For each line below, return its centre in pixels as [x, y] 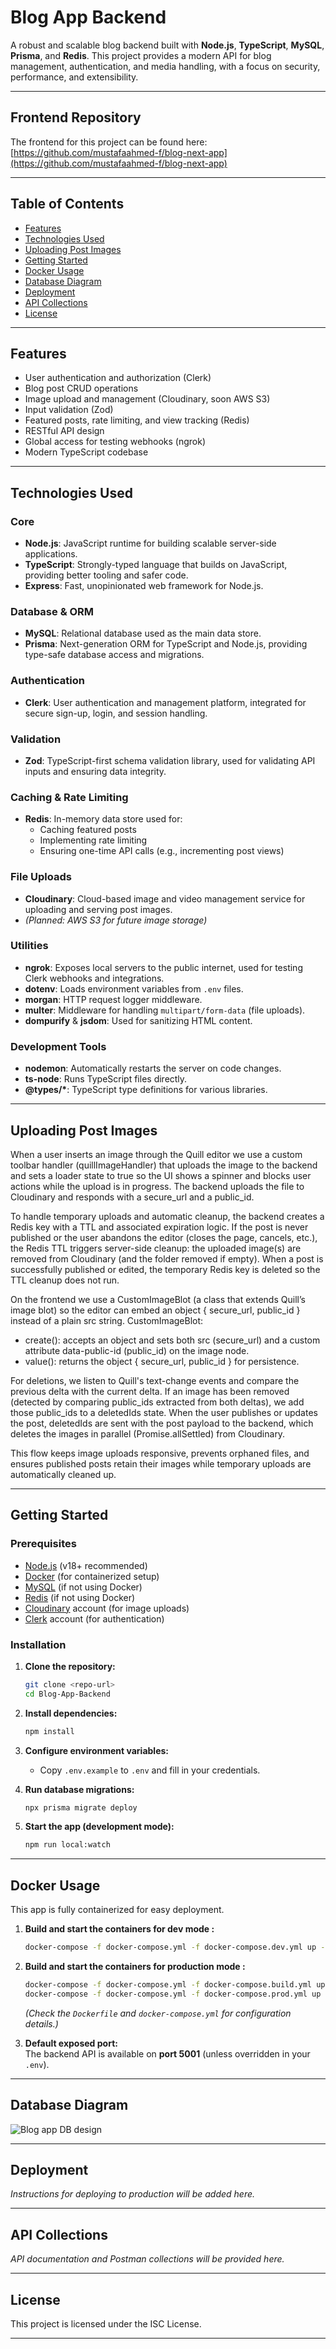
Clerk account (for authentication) [94, 1618]
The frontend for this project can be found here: [109, 142]
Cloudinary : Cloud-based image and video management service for [165, 898]
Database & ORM [52, 611]
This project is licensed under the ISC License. [106, 2324]
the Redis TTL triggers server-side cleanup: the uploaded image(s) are [156, 1248]
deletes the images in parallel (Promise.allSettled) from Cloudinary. [148, 1433]
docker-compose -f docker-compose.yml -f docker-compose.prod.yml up [173, 1994]
